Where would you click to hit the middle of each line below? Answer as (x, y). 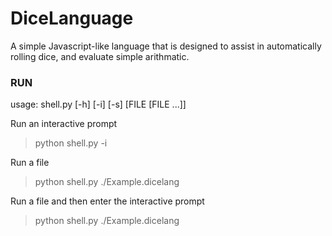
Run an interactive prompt (64, 124)
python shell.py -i (71, 143)
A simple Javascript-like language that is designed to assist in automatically (166, 46)
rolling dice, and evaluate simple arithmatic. (100, 56)
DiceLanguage (72, 18)
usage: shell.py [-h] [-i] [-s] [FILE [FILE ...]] (98, 104)
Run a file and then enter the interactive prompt (107, 201)
